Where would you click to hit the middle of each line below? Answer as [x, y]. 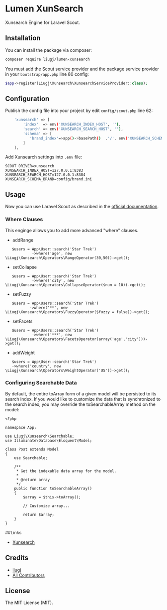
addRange [23, 240]
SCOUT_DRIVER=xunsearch [30, 166]
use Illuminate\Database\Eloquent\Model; [49, 440]
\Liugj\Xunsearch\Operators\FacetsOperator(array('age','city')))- [77, 339]
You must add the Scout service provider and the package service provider [82, 69]
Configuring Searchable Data [41, 383]
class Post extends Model [32, 449]
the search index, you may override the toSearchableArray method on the [80, 404]
